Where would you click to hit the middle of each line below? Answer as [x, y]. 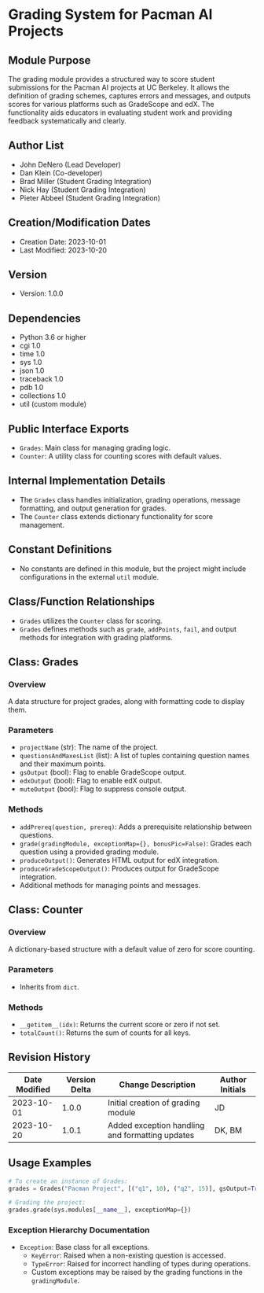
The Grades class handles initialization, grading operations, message [130, 499]
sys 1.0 [31, 363]
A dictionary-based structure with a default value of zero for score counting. [132, 949]
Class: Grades [43, 662]
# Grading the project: [47, 1203]
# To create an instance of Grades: [68, 1181]
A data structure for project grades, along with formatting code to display [126, 702]
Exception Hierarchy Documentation [79, 1230]
